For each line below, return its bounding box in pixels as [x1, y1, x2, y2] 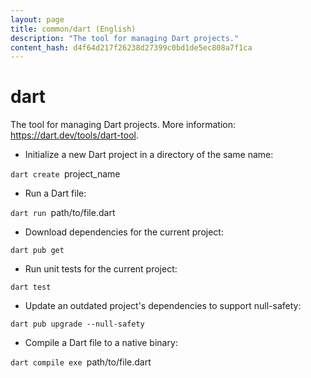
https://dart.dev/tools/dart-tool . [10, 129, 140, 141]
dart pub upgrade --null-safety [10, 319, 145, 330]
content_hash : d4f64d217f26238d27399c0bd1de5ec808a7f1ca [10, 42, 253, 53]
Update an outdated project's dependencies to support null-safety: [24, 300, 302, 312]
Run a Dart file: [24, 187, 87, 200]
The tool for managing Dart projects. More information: [10, 119, 237, 131]
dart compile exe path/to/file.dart [10, 356, 152, 368]
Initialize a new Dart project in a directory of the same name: [24, 149, 274, 161]
